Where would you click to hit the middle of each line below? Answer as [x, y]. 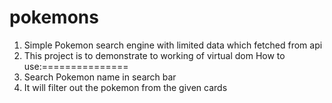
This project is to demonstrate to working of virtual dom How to [154, 55]
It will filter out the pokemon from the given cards [125, 87]
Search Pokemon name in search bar [100, 77]
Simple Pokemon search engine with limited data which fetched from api [173, 45]
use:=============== [76, 66]
